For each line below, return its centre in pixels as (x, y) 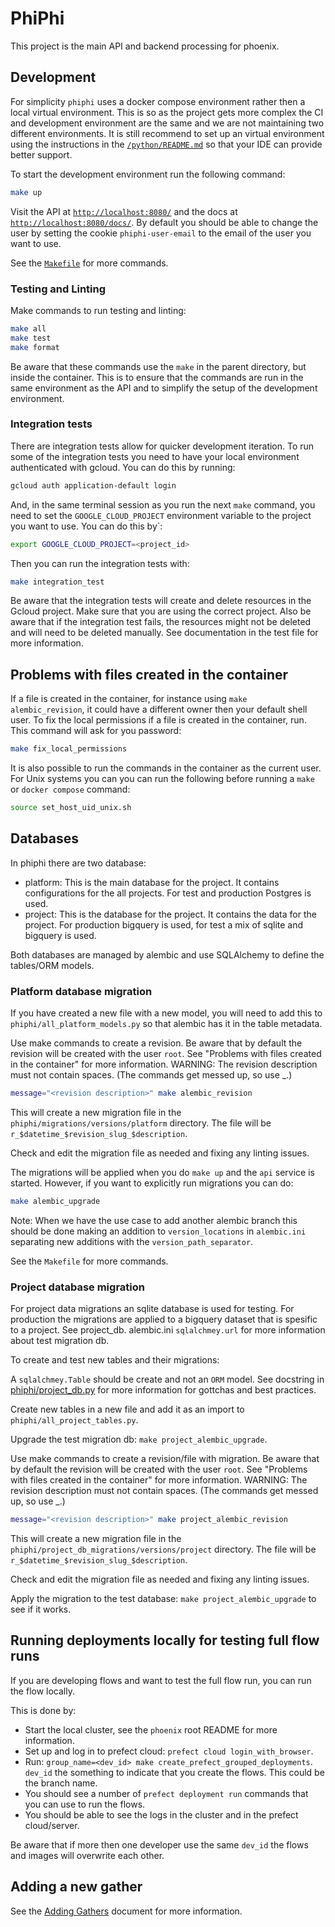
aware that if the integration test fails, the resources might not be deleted (161, 622)
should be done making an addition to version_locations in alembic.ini (158, 1231)
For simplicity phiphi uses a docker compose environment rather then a (158, 101)
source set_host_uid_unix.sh (71, 808)
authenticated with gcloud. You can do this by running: (123, 467)
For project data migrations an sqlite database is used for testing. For (152, 1309)
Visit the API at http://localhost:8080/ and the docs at (124, 211)
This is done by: (43, 1710)
